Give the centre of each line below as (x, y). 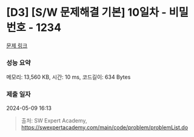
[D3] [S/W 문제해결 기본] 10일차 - (86, 12)
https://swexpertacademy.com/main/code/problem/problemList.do (105, 127)
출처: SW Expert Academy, (54, 120)
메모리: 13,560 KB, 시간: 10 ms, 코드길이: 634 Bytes (69, 77)
